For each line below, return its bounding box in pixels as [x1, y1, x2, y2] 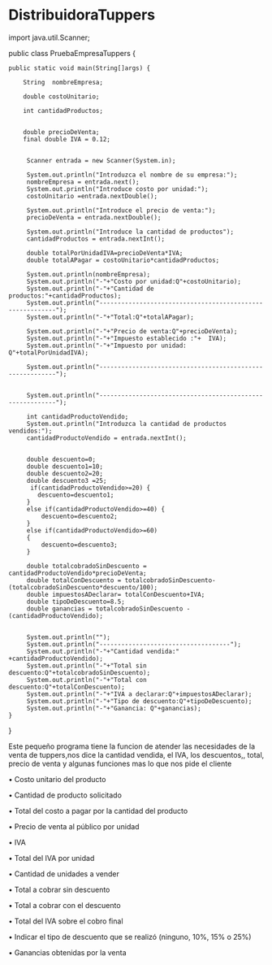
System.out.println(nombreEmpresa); [26, 270, 151, 278]
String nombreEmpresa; [23, 78, 104, 86]
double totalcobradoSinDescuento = [26, 562, 148, 570]
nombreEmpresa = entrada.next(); [26, 177, 140, 186]
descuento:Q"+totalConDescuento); [8, 683, 126, 691]
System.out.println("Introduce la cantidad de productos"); [26, 228, 234, 236]
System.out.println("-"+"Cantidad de [26, 285, 154, 293]
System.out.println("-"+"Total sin [26, 661, 148, 670]
